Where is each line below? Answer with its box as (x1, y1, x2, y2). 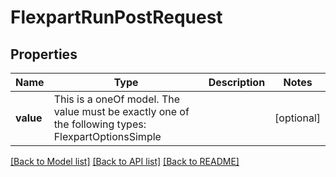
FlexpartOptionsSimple (53, 130, 162, 143)
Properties (10, 46, 78, 63)
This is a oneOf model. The (53, 92, 181, 106)
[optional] (274, 111, 321, 125)
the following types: (53, 117, 147, 131)
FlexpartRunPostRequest (10, 6, 223, 29)
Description (208, 76, 266, 89)
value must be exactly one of (53, 105, 190, 118)
